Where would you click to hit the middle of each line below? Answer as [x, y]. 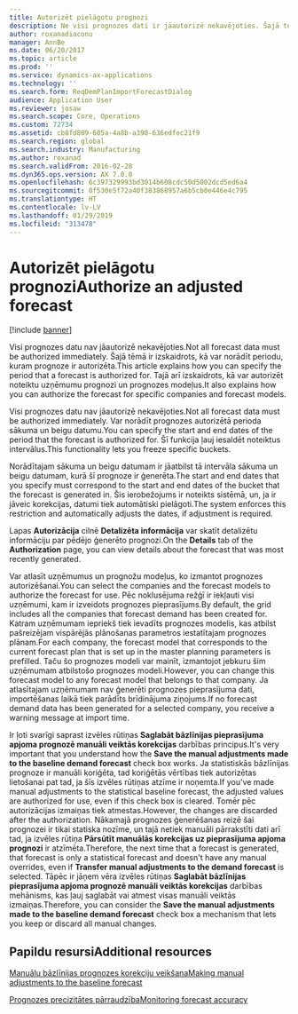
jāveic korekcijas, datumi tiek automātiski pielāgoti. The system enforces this [148, 504]
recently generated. [45, 559]
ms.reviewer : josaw [45, 108]
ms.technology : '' [43, 83]
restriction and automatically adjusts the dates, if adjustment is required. [141, 514]
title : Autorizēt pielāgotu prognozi [79, 17]
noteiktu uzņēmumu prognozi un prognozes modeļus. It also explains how [143, 385]
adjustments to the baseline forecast [76, 983]
